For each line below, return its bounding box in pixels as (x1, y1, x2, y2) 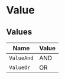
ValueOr (9, 64, 31, 71)
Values (6, 27, 32, 37)
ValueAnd (9, 55, 34, 61)
